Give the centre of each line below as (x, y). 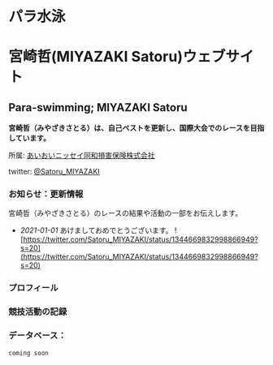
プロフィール (33, 288)
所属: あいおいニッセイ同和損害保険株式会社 (82, 156)
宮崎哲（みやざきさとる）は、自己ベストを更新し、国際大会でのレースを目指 (136, 128)
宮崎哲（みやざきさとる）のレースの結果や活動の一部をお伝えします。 (125, 213)
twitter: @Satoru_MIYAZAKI (54, 172)
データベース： (37, 336)
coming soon (28, 353)
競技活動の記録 (38, 311)
